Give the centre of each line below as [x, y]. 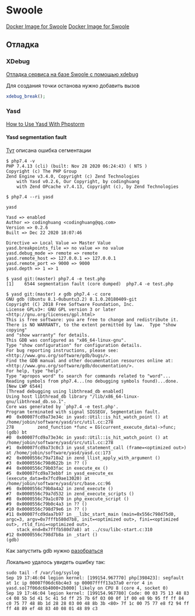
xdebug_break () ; [26, 96]
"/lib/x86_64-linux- [115, 397]
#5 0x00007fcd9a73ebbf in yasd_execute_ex [60, 473]
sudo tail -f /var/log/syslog [43, 573]
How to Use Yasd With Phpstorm [45, 124]
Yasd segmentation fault [36, 137]
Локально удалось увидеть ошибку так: [56, 562]
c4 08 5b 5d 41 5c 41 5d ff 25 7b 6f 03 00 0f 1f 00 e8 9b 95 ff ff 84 [95, 598]
